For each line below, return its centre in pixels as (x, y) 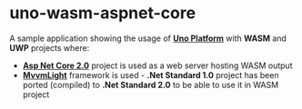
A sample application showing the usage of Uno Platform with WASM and (148, 38)
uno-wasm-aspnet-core (103, 13)
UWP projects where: (50, 47)
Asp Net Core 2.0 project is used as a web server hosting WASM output (157, 65)
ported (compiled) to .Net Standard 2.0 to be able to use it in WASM (151, 84)
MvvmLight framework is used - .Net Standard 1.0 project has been (151, 74)
